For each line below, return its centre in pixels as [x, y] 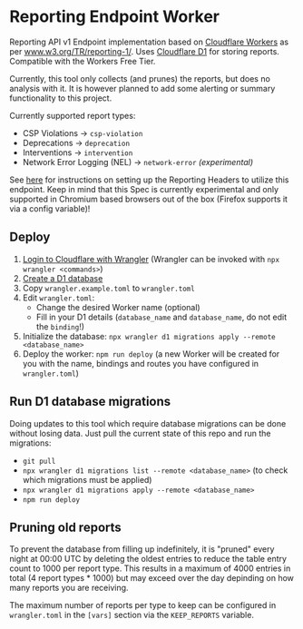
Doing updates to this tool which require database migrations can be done [148, 423]
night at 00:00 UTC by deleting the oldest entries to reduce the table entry [148, 559]
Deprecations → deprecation [76, 143]
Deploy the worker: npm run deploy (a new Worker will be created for [151, 354]
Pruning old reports [66, 527]
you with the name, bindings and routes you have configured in [141, 363]
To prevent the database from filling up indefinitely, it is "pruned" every [142, 549]
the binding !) [60, 326]
